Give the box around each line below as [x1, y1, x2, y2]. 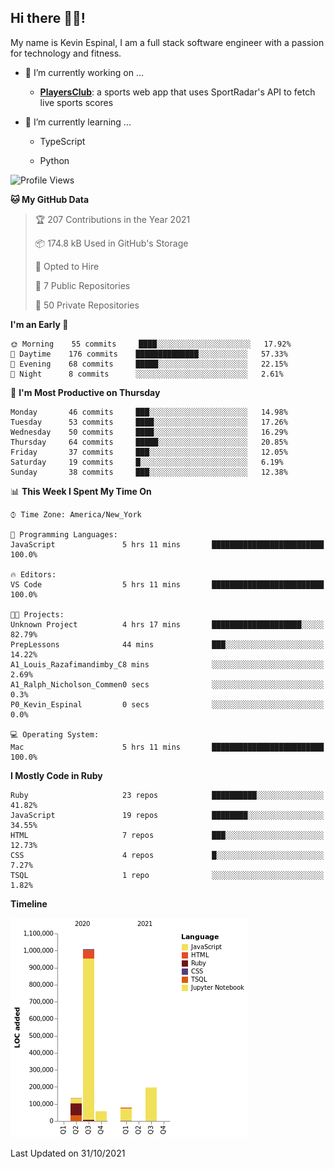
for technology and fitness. [10, 47, 122, 59]
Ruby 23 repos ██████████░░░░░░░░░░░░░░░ [10, 790, 325, 800]
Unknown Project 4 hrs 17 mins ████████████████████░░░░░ [10, 619, 325, 630]
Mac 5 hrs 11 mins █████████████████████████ [10, 742, 325, 752]
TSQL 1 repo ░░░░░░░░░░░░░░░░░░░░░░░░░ [10, 870, 325, 880]
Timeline [10, 897, 48, 910]
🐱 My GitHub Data [10, 193, 90, 205]
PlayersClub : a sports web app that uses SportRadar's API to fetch [39, 86, 316, 98]
